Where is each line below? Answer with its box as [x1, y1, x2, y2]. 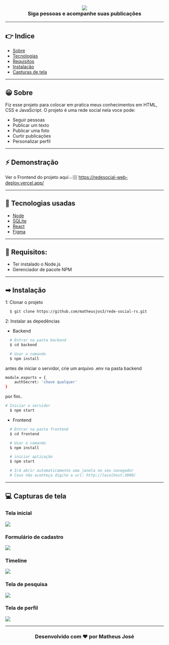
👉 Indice [5, 32, 35, 40]
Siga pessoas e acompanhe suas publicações [27, 10, 142, 17]
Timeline [5, 557, 27, 564]
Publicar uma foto [12, 127, 49, 134]
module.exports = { [5, 375, 46, 380]
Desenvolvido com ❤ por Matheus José [35, 633, 134, 640]
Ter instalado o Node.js [12, 261, 61, 267]
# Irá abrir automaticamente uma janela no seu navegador [10, 468, 134, 473]
